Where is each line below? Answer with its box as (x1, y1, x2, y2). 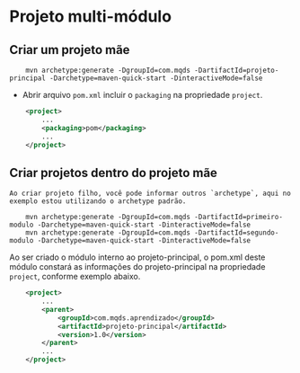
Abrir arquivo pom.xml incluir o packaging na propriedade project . (22, 90, 263, 100)
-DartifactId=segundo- (194, 228, 279, 237)
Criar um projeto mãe (9, 42, 130, 58)
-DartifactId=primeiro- (194, 213, 283, 222)
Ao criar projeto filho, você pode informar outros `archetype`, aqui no (9, 189, 292, 199)
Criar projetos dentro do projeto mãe (9, 164, 218, 181)
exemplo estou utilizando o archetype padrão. (9, 197, 187, 206)
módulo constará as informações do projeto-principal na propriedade (9, 262, 266, 272)
